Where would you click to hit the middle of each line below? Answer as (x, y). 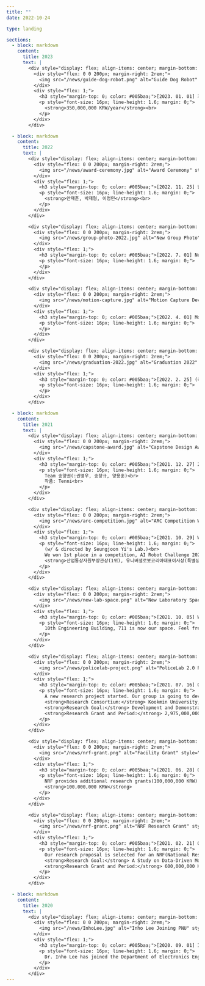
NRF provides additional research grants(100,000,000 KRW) (121, 781)
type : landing (24, 29)
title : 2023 (38, 57)
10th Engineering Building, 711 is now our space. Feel (117, 628)
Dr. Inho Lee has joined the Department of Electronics (117, 957)
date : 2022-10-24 (28, 18)
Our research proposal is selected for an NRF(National (117, 855)
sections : (19, 40)
